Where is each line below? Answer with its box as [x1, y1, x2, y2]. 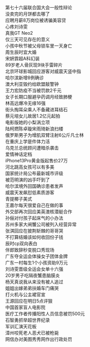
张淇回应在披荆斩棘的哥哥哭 [5, 228, 64, 234]
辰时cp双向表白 [5, 240, 38, 246]
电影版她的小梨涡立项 [5, 119, 50, 125]
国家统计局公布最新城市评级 [5, 170, 64, 176]
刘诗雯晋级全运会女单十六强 [5, 266, 64, 272]
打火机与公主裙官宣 [5, 291, 46, 298]
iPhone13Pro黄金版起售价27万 [5, 158, 68, 163]
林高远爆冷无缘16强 [5, 100, 46, 106]
